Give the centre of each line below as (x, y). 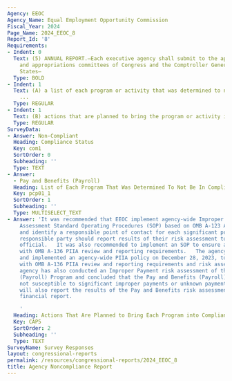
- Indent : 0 (24, 53)
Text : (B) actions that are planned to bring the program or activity (117, 116)
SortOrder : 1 (32, 200)
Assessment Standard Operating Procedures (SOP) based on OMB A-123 (120, 225)
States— (30, 71)
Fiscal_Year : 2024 (33, 26)
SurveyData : (24, 129)
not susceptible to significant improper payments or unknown (111, 284)
